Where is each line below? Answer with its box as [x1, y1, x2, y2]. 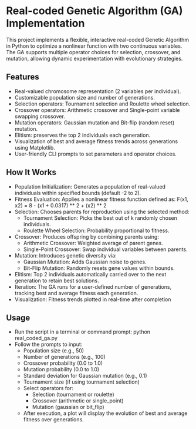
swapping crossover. [14, 113, 66, 120]
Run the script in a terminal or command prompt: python [14, 328, 151, 335]
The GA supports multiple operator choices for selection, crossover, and [6, 48, 181, 55]
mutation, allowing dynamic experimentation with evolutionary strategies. [6, 55, 183, 62]
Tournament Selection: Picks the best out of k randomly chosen [23, 214, 178, 222]
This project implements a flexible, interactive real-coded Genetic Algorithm [6, 36, 190, 43]
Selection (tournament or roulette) [32, 391, 114, 398]
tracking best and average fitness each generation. [14, 289, 138, 296]
